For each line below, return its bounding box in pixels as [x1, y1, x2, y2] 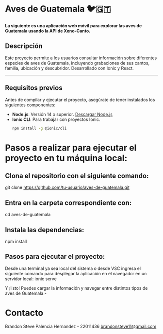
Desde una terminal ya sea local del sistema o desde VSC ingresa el [5, 265, 141, 271]
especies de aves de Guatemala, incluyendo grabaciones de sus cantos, [5, 60, 150, 66]
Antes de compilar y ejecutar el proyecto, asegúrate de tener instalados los [5, 97, 155, 102]
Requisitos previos [5, 84, 63, 92]
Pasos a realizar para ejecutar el [5, 142, 137, 153]
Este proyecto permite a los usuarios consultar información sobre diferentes [5, 55, 157, 61]
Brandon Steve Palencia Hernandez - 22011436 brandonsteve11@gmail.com [5, 323, 157, 329]
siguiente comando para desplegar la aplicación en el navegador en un [5, 270, 147, 276]
